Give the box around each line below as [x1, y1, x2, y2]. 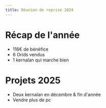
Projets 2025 [5, 75, 61, 86]
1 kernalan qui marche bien [12, 57, 69, 63]
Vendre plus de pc [12, 97, 51, 103]
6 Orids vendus [12, 51, 45, 57]
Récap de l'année [5, 29, 80, 41]
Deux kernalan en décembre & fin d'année [12, 91, 101, 97]
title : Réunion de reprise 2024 [5, 7, 74, 13]
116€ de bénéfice [12, 46, 49, 52]
